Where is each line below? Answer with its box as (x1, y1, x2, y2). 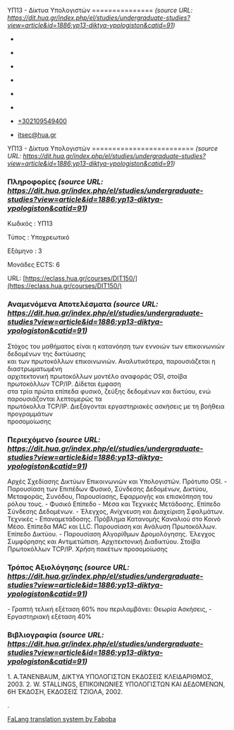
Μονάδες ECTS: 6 (7, 261, 60, 269)
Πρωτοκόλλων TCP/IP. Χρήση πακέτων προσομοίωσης (7, 544, 168, 553)
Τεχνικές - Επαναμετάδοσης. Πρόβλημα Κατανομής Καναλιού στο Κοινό (7, 514, 221, 523)
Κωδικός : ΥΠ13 (7, 219, 53, 228)
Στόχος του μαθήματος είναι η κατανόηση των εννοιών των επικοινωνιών (7, 342, 226, 351)
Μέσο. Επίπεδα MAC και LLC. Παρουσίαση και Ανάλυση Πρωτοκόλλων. (7, 522, 217, 531)
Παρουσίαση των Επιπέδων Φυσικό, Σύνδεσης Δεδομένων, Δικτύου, (7, 484, 209, 493)
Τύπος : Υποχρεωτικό (7, 233, 70, 242)
